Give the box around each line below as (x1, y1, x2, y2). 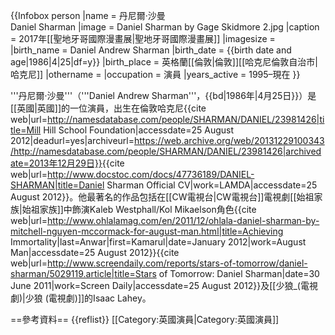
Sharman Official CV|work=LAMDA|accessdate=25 (106, 179, 318, 191)
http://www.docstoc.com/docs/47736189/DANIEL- (47, 169, 255, 180)
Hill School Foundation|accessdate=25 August (43, 124, 235, 136)
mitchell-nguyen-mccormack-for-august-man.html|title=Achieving (10, 225, 284, 237)
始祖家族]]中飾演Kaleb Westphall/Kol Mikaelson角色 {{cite (21, 204, 257, 215)
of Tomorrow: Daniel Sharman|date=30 (158, 268, 320, 279)
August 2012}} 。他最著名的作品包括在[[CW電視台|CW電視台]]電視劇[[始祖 (10, 191, 315, 203)
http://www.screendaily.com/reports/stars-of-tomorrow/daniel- (47, 257, 308, 269)
